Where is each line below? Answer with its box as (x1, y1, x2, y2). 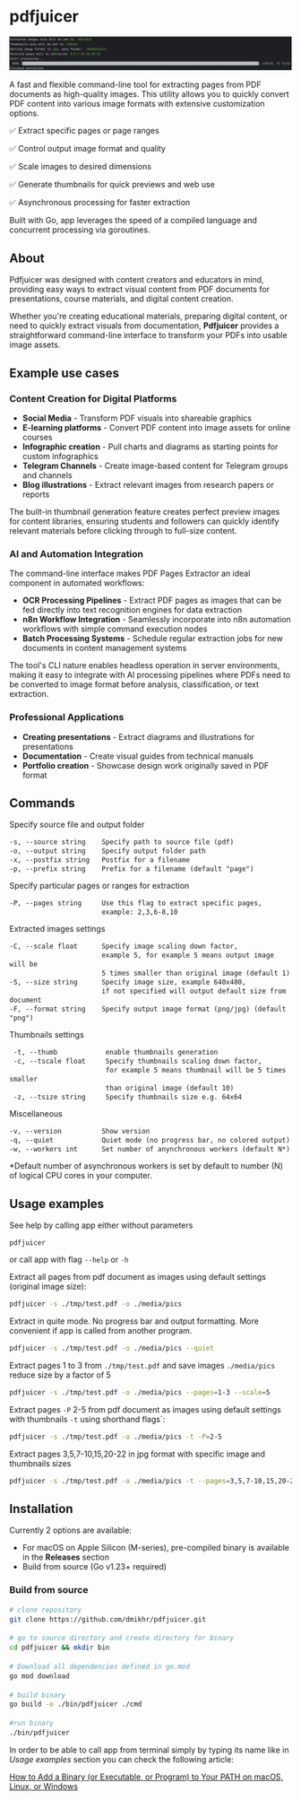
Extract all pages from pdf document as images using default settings (9, 1272, 267, 1283)
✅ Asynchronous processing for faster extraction (9, 197, 191, 208)
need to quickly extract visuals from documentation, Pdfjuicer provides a (9, 320, 279, 331)
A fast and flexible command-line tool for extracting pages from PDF (9, 79, 262, 91)
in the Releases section (21, 1552, 110, 1562)
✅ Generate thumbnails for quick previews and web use (9, 179, 215, 190)
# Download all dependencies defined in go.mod (9, 1662, 191, 1671)
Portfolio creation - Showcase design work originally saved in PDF (21, 760, 270, 770)
